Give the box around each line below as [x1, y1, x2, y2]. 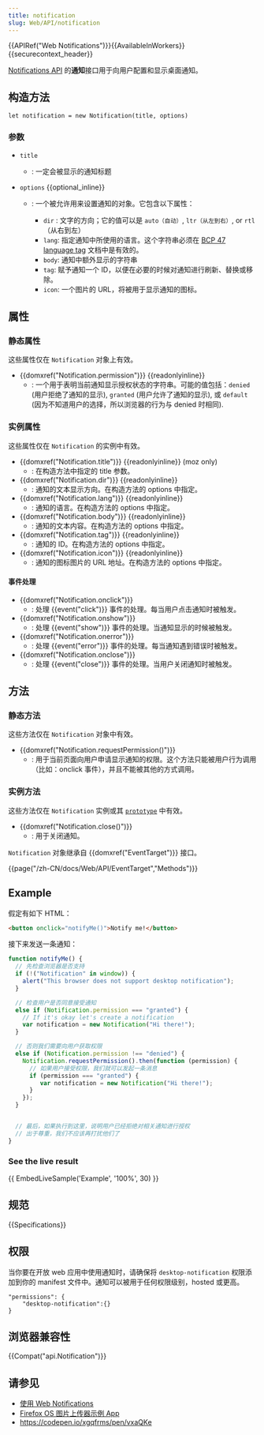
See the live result [8, 1155, 79, 1166]
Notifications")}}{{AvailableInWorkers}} [58, 40, 185, 50]
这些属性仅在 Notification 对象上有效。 [8, 355, 138, 364]
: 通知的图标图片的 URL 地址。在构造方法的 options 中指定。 [31, 558, 226, 567]
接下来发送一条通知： [8, 939, 77, 949]
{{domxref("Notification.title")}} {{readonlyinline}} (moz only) [19, 456, 218, 466]
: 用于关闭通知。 [31, 831, 84, 840]
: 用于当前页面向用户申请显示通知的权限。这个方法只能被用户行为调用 [31, 755, 257, 764]
